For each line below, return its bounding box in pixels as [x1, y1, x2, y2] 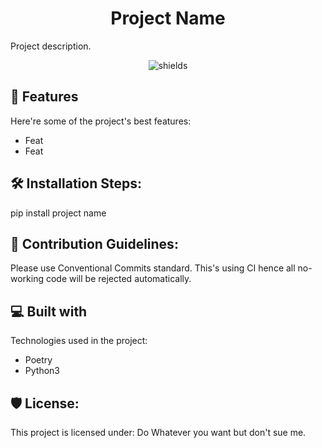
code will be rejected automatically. [45, 273, 192, 285]
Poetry [24, 354, 53, 366]
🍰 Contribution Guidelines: [10, 235, 179, 252]
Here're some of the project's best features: [10, 115, 192, 127]
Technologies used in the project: [10, 335, 148, 347]
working [10, 273, 45, 285]
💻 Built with [10, 303, 88, 320]
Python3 [24, 365, 60, 377]
